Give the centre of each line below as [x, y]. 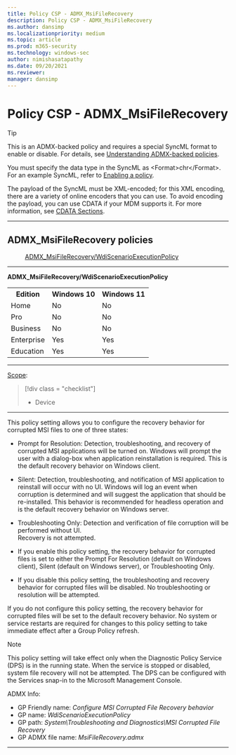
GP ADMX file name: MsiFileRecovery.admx [80, 737]
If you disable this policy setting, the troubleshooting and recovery [113, 580]
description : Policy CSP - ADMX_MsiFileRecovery [80, 20]
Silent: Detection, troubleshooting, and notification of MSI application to [121, 480]
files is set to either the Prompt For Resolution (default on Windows [114, 559]
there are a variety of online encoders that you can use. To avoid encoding [115, 196]
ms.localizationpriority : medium [56, 33]
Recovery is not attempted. [57, 538]
